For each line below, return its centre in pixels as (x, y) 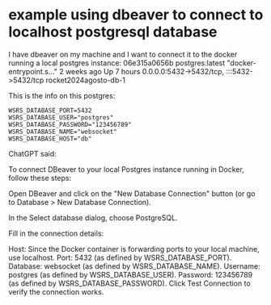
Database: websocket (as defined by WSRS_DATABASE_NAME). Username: (134, 266)
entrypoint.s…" (33, 71)
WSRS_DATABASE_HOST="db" (50, 139)
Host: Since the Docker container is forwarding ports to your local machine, (134, 249)
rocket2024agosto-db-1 (85, 80)
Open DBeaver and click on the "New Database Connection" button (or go (132, 193)
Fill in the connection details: (56, 233)
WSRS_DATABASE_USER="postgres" (61, 117)
